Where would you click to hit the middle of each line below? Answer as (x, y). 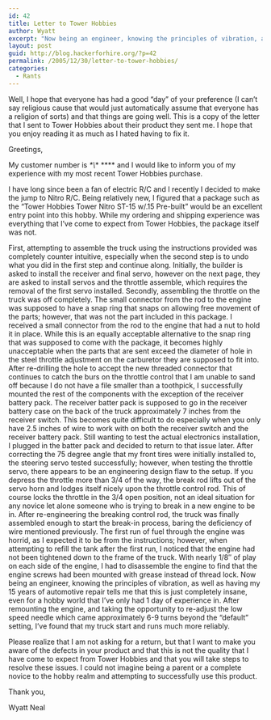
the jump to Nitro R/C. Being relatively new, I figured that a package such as (134, 197)
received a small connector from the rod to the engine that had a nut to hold (134, 325)
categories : (28, 69)
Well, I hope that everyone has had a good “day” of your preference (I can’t (133, 99)
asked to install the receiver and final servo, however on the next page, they (134, 273)
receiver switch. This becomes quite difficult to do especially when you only (135, 419)
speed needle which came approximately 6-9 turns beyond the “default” (128, 617)
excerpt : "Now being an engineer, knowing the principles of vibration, (133, 38)
